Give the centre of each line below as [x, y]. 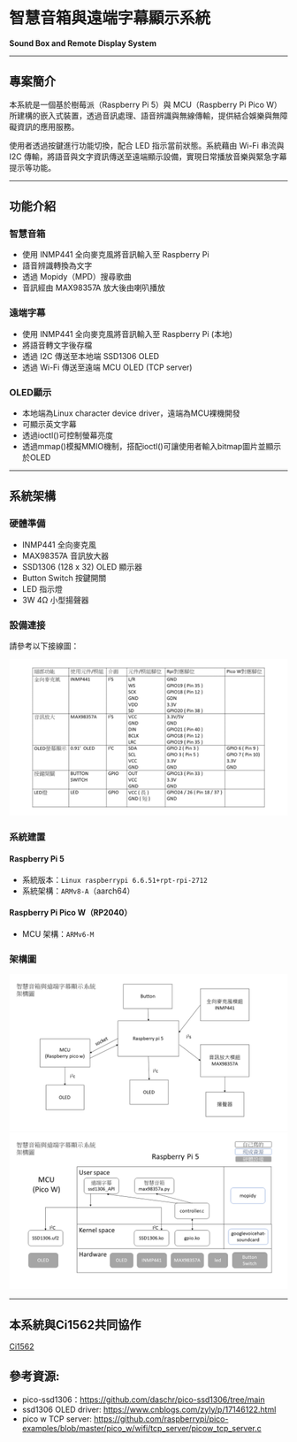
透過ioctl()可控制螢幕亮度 [67, 435]
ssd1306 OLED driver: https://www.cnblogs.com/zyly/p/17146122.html [149, 1409]
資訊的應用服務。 [48, 127]
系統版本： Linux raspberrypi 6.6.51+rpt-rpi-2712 [114, 879]
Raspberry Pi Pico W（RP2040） [71, 913]
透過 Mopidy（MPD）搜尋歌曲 [76, 277]
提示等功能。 [32, 167]
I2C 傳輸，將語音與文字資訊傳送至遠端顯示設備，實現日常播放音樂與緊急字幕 [148, 157]
